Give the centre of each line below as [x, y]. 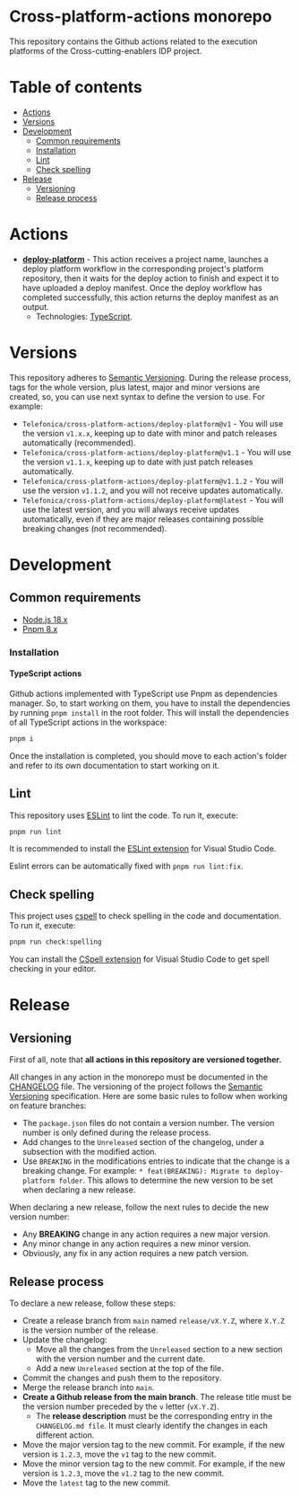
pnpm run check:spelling [56, 942]
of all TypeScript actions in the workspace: [88, 722]
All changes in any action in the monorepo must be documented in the [139, 1077]
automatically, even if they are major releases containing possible [143, 519]
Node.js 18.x [45, 619]
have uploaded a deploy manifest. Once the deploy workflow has [142, 287]
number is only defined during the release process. [117, 1132]
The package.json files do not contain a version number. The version [148, 1123]
